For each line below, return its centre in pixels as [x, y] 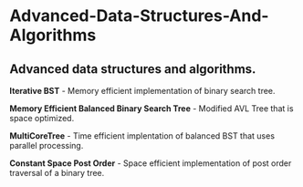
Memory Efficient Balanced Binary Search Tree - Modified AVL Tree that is [151, 109]
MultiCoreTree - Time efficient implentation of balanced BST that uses [142, 136]
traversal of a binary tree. [57, 173]
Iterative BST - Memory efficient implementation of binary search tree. [142, 91]
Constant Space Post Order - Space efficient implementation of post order [151, 163]
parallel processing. [47, 145]
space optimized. [42, 118]
